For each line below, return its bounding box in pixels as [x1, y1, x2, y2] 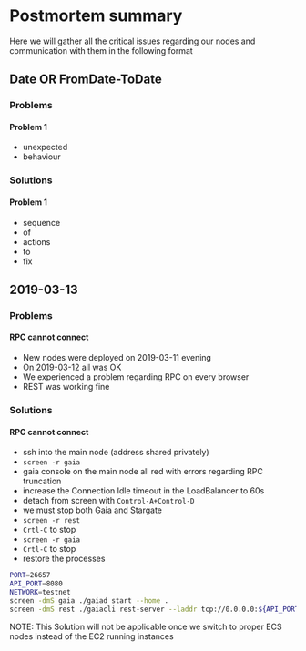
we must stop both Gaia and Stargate [22, 504, 162, 515]
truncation [22, 475, 62, 487]
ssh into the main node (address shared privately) [22, 447, 209, 458]
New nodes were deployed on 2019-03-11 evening [22, 352, 212, 363]
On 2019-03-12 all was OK [22, 361, 122, 373]
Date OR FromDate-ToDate [9, 72, 162, 87]
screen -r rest [22, 516, 81, 525]
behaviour [22, 151, 61, 162]
